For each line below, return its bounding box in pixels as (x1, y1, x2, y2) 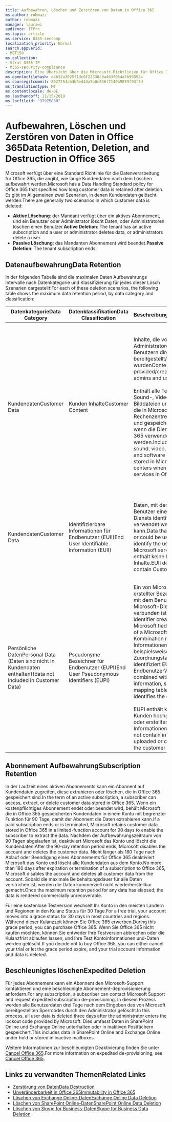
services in (133, 471, 160, 478)
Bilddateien (133, 400, 161, 407)
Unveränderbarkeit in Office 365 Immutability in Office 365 (12, 1089, 136, 1095)
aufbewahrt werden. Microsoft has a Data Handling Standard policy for (5, 181, 154, 187)
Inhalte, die (133, 336, 160, 343)
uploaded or (133, 738, 163, 745)
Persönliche (8, 645, 37, 652)
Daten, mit (133, 502, 158, 508)
